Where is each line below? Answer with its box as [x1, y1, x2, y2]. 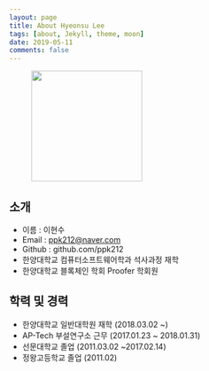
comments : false [9, 46, 69, 55]
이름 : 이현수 [21, 224, 66, 235]
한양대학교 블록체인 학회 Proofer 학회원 [21, 265, 159, 275]
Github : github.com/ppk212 [21, 243, 124, 254]
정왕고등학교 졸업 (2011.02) [21, 352, 118, 363]
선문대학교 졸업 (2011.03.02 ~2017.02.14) [21, 341, 166, 352]
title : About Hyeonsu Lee [9, 21, 104, 30]
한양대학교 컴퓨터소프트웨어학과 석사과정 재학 [21, 254, 180, 265]
